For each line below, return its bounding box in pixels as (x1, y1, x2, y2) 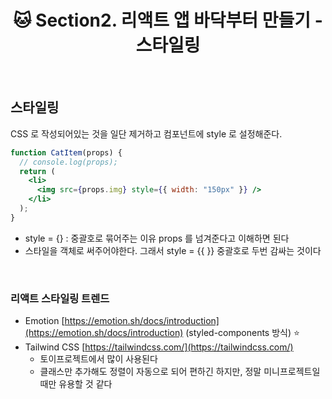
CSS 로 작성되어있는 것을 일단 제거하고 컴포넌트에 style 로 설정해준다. (10, 127, 283, 140)
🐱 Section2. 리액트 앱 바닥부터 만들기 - (13, 9, 323, 32)
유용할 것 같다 (58, 378, 113, 390)
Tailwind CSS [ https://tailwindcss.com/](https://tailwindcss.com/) (24, 341, 294, 353)
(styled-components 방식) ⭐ (185, 327, 300, 339)
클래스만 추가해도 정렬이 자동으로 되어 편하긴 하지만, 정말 (39, 366, 262, 378)
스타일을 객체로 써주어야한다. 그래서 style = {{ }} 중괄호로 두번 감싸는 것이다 (24, 244, 322, 256)
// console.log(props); (19, 157, 118, 167)
